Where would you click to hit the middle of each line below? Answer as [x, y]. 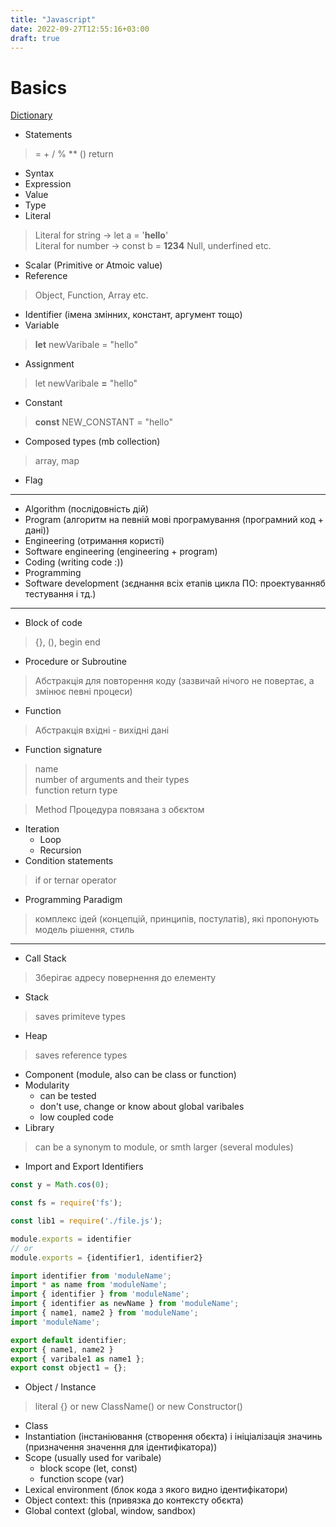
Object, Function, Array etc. [91, 295]
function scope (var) [82, 1479]
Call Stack [45, 958]
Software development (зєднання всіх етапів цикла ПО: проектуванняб [175, 583]
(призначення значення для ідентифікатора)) [121, 1447]
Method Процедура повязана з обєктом [119, 810]
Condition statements [69, 861]
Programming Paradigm [73, 900]
